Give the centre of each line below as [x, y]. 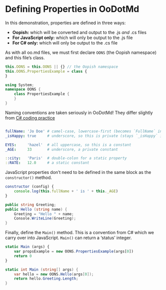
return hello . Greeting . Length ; [46, 279]
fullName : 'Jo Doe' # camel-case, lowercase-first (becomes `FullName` [80, 131]
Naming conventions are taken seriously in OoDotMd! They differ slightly [79, 113]
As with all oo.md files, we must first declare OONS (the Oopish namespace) [81, 52]
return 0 [23, 256]
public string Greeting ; [31, 205]
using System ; [20, 85]
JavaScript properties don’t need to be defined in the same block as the [78, 172]
